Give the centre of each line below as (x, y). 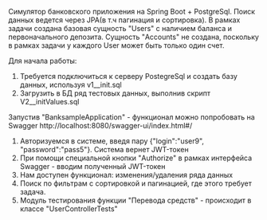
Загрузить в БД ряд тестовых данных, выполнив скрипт (115, 93)
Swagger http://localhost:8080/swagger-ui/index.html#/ (100, 126)
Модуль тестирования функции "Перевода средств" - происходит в (135, 200)
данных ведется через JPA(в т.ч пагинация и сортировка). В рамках (124, 20)
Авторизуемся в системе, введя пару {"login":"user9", (112, 141)
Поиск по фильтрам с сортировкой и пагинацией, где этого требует (136, 183)
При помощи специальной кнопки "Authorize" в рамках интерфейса (136, 158)
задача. (33, 192)
